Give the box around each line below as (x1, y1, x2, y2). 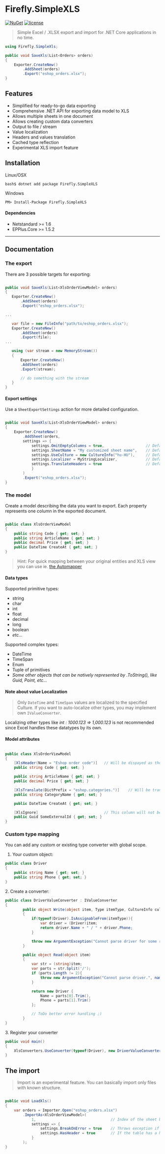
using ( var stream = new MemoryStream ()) (11, 349, 98, 354)
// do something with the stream (20, 376, 89, 381)
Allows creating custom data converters (12, 118, 93, 124)
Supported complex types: (5, 642, 59, 648)
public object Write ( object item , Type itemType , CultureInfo (23, 907, 153, 912)
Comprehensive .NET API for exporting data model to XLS (12, 108, 129, 114)
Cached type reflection (12, 139, 59, 145)
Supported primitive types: (5, 586, 59, 592)
